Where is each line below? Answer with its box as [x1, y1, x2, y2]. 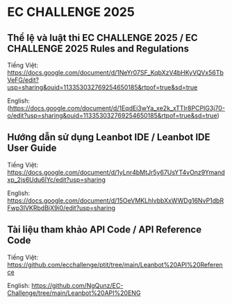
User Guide [7, 142, 57, 154]
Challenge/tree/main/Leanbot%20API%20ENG [7, 289, 141, 297]
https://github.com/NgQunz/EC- [31, 281, 124, 289]
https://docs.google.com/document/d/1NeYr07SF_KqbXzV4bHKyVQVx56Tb [7, 69, 224, 76]
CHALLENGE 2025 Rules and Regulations [7, 42, 190, 54]
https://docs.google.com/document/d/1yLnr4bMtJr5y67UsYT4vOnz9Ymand [7, 168, 225, 176]
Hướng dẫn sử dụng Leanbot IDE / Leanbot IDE [7, 131, 210, 143]
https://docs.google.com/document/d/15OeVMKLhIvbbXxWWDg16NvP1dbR [7, 196, 224, 205]
